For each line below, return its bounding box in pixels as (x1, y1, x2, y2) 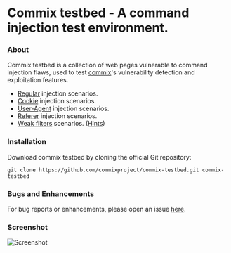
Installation (7, 137, 47, 147)
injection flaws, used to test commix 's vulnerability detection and (7, 68, 195, 77)
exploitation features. (7, 76, 69, 84)
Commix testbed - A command (7, 5, 190, 21)
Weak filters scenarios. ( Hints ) (17, 119, 105, 128)
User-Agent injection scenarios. (17, 104, 110, 113)
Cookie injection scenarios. (17, 97, 97, 105)
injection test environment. (7, 20, 169, 36)
